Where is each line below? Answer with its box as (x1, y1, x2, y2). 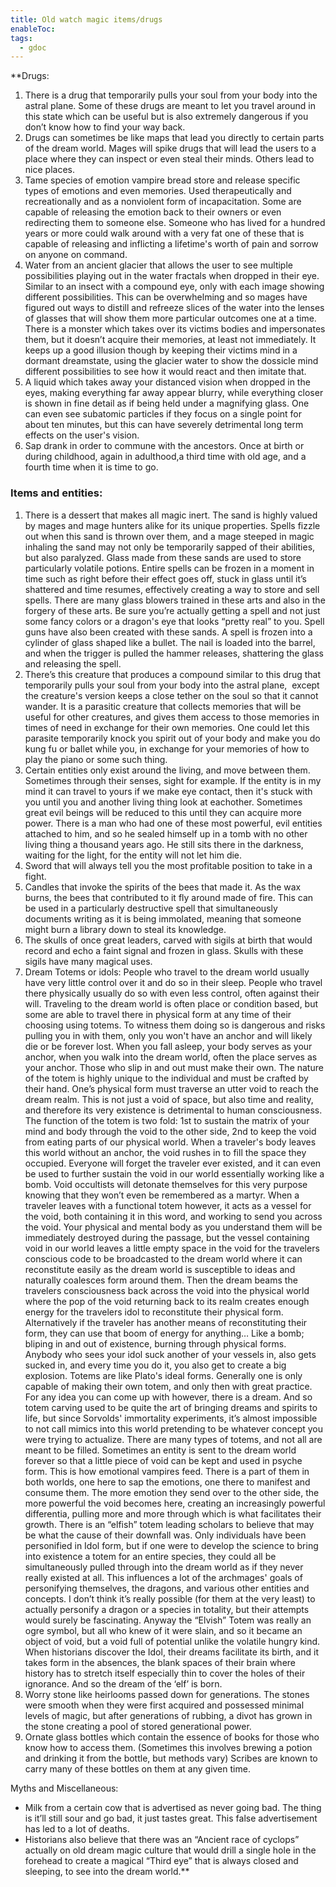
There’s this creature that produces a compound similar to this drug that (24, 668, 322, 680)
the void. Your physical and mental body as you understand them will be (24, 1221, 323, 1233)
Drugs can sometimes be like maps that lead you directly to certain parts (24, 132, 325, 144)
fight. (24, 870, 47, 882)
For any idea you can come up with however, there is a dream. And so (24, 1391, 313, 1403)
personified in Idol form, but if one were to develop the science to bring (24, 1539, 319, 1551)
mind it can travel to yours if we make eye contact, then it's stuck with (24, 785, 313, 797)
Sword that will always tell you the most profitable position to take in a (24, 859, 313, 871)
